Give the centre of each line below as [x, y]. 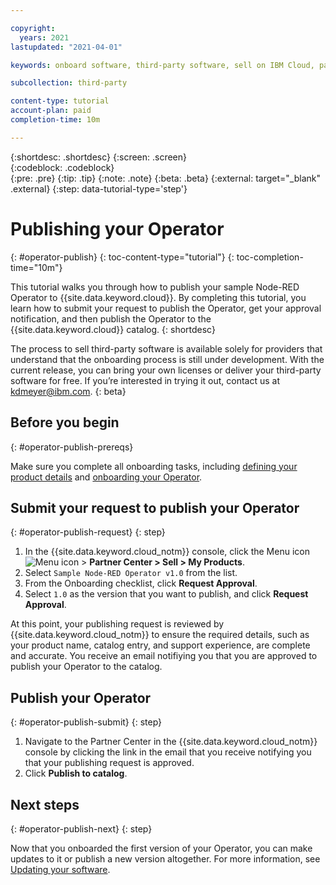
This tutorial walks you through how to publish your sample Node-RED [155, 287]
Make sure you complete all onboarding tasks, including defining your [154, 466]
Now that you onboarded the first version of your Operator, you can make [161, 848]
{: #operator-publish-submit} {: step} [86, 722]
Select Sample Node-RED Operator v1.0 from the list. [131, 573]
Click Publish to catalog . [76, 773]
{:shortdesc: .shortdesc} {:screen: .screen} [99, 157]
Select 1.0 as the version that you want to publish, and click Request [166, 594]
